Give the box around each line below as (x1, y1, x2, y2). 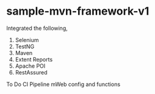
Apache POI (15, 62, 46, 70)
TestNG (15, 43, 35, 50)
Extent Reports (15, 56, 53, 63)
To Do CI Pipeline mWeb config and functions (6, 81, 121, 88)
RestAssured (15, 68, 48, 76)
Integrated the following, (6, 24, 68, 32)
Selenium (15, 36, 39, 43)
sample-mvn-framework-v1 (6, 4, 150, 18)
